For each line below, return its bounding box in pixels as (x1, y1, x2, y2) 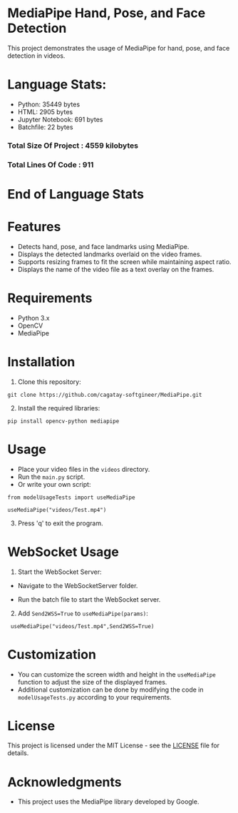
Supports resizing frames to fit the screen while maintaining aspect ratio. (17, 257, 232, 266)
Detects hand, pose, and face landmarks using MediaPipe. (17, 242, 190, 251)
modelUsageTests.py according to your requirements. (17, 692, 172, 701)
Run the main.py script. (17, 473, 86, 481)
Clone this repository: (17, 377, 81, 386)
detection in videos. (7, 51, 66, 60)
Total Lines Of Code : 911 (7, 159, 94, 169)
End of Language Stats (7, 186, 145, 202)
